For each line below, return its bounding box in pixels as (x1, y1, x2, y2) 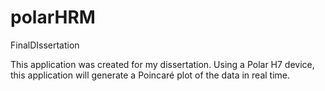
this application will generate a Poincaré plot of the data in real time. (10, 69, 290, 81)
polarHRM (10, 6, 96, 29)
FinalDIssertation (10, 39, 80, 51)
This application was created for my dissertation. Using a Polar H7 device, (10, 58, 315, 70)
